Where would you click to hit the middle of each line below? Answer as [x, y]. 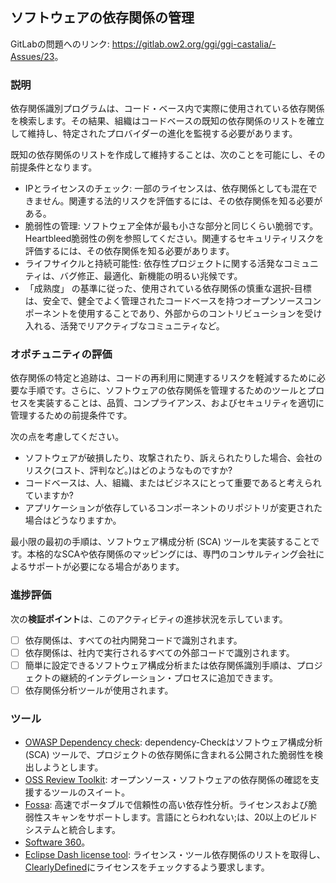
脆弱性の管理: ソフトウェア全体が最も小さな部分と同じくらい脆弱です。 [171, 226]
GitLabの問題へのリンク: [60, 44]
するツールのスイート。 [82, 792]
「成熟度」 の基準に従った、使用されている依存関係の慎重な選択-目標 [168, 289]
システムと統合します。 [72, 830]
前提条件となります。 [54, 167]
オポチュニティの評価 [61, 355]
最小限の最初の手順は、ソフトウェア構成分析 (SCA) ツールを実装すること [161, 542]
